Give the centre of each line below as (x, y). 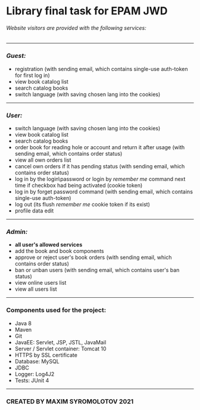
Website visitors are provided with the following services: (76, 27)
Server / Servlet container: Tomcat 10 (60, 349)
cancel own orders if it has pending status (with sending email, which (100, 166)
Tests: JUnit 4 (32, 380)
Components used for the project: (56, 310)
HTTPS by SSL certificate (46, 355)
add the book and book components (59, 251)
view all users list (36, 289)
